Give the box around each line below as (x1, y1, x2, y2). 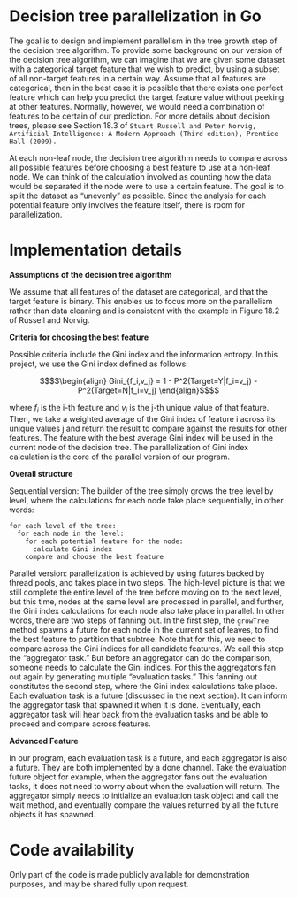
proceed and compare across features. (9, 718, 152, 729)
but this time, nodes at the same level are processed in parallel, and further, (9, 595, 285, 607)
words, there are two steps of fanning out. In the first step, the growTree (9, 615, 270, 626)
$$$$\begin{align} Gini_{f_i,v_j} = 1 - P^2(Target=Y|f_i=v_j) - (39, 375, 258, 386)
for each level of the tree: (9, 521, 117, 530)
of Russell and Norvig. (9, 314, 90, 325)
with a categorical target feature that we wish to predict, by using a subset (9, 64, 280, 74)
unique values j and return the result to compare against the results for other (9, 423, 287, 434)
